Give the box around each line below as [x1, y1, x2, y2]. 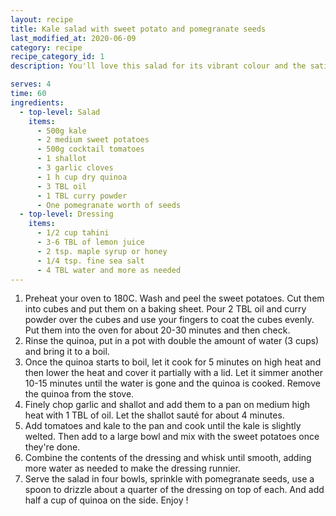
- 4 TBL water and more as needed [36, 265, 182, 275]
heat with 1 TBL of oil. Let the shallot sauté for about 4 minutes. [24, 409, 285, 421]
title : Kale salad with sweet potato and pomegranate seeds [10, 24, 267, 34]
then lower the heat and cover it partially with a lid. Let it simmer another [24, 367, 323, 379]
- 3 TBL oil [36, 181, 87, 191]
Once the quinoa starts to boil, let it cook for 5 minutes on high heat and [24, 356, 322, 368]
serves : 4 [10, 79, 52, 90]
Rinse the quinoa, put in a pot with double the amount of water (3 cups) [24, 335, 320, 347]
